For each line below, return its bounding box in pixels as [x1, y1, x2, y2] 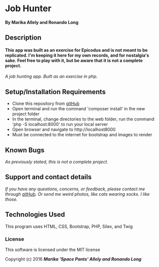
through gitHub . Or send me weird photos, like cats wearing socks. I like [5, 191, 150, 197]
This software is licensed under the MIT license [5, 246, 100, 252]
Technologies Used [5, 210, 65, 219]
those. [5, 196, 18, 202]
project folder [12, 111, 40, 117]
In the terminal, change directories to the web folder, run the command [12, 116, 155, 122]
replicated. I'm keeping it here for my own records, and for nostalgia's [5, 52, 150, 58]
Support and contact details [5, 173, 92, 181]
